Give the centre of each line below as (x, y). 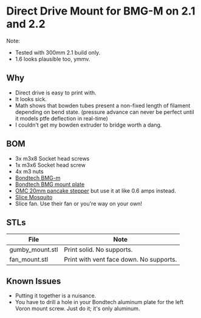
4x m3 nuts (29, 171)
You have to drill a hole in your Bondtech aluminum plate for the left (99, 302)
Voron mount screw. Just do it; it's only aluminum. (77, 309)
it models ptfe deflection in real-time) (61, 118)
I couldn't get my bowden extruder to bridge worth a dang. (88, 125)
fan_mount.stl (29, 260)
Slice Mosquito (34, 197)
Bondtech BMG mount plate (50, 184)
